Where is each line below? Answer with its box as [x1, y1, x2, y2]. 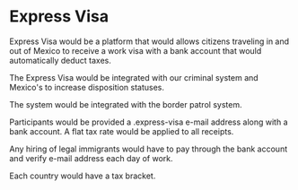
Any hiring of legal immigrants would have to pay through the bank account [9, 143, 288, 154]
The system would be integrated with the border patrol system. [9, 99, 242, 109]
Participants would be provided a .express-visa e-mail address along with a [9, 117, 289, 127]
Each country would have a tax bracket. [9, 170, 156, 181]
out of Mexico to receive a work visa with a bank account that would [9, 45, 262, 56]
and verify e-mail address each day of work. [9, 152, 173, 163]
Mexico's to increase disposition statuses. [9, 82, 164, 92]
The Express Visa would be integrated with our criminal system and [9, 72, 259, 82]
